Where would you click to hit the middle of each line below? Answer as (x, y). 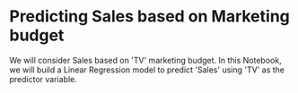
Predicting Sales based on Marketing (149, 17)
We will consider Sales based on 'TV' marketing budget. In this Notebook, (145, 60)
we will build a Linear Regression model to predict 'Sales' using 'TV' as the (147, 70)
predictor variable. (44, 79)
